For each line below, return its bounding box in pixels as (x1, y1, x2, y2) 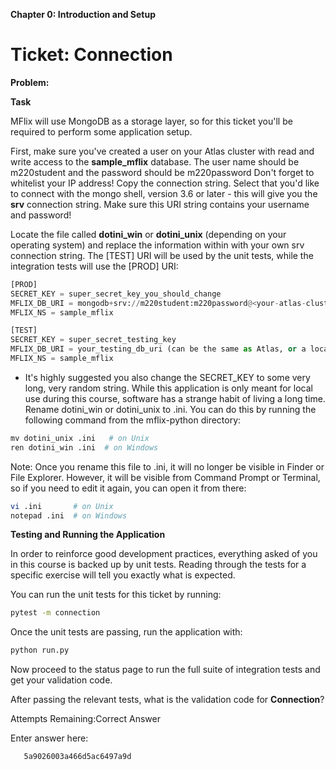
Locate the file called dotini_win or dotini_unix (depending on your (10, 228, 287, 240)
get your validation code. (10, 674, 113, 686)
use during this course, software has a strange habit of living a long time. (24, 392, 326, 404)
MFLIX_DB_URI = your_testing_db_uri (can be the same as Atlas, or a (10, 344, 307, 354)
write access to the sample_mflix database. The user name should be (10, 155, 300, 168)
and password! (10, 209, 72, 221)
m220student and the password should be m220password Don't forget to (10, 166, 315, 178)
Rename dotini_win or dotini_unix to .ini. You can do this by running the (24, 403, 317, 415)
